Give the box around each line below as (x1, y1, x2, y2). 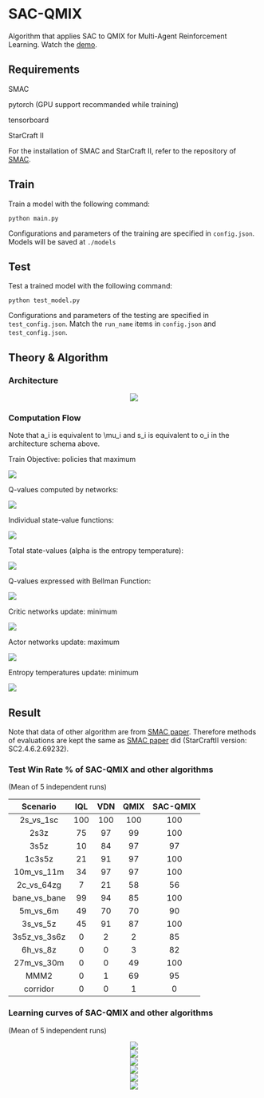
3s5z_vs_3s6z (12, 932, 66, 943)
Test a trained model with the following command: (8, 281, 173, 291)
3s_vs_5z (22, 918, 57, 929)
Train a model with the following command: (8, 199, 150, 209)
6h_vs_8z (21, 945, 57, 956)
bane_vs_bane (12, 893, 66, 904)
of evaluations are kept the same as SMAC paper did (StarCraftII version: (8, 736, 247, 746)
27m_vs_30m (14, 957, 65, 969)
